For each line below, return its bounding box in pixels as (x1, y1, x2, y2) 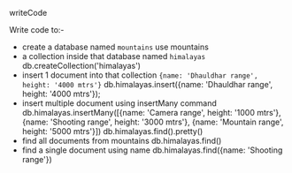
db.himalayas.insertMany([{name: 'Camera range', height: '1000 (21, 108, 255, 117)
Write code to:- (9, 25, 65, 34)
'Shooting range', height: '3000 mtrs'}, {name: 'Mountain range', (50, 117, 284, 127)
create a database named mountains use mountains (21, 41, 210, 52)
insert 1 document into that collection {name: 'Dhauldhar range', (21, 70, 258, 80)
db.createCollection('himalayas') (21, 61, 142, 71)
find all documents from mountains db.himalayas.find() (21, 136, 222, 146)
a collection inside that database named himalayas (21, 51, 206, 61)
